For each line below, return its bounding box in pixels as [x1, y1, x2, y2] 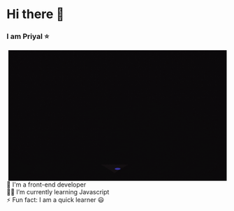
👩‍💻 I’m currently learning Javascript [6, 188, 110, 196]
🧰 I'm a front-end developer [6, 180, 87, 189]
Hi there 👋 [6, 6, 64, 22]
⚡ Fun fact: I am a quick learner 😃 [6, 196, 105, 204]
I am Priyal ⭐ [6, 31, 50, 41]
